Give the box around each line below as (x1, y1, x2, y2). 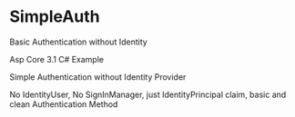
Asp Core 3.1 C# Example (9, 54, 105, 64)
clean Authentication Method (9, 98, 118, 110)
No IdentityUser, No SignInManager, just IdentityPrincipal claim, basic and (9, 89, 287, 100)
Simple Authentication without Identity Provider (9, 71, 187, 83)
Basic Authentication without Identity (9, 36, 147, 47)
